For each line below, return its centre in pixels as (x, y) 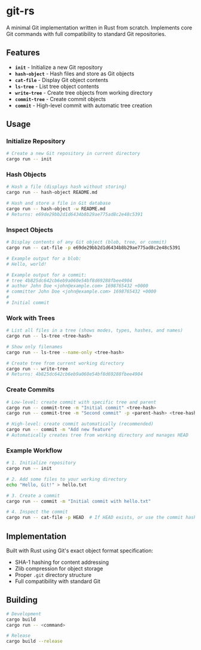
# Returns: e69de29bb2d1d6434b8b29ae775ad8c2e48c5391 (75, 214)
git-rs (20, 11)
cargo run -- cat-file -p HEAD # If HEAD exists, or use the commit (95, 518)
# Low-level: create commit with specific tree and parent (81, 402)
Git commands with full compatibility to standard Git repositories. (86, 34)
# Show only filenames (34, 347)
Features (23, 53)
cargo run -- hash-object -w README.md (56, 209)
